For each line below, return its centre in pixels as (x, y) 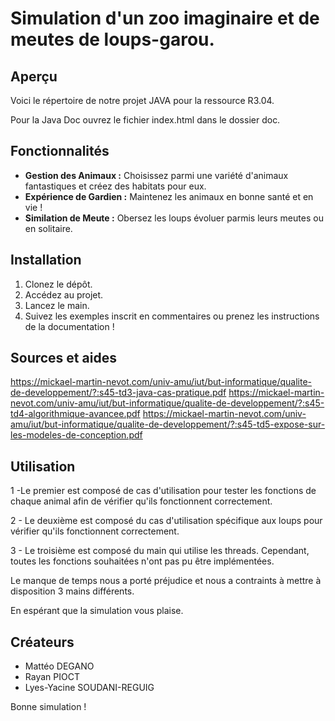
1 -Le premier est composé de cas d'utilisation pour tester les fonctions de (163, 491)
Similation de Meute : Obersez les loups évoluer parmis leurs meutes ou (174, 218)
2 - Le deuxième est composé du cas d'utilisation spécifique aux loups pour (166, 521)
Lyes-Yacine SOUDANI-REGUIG (89, 688)
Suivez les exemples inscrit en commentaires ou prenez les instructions (172, 316)
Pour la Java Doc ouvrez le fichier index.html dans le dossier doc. (145, 120)
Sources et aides (63, 358)
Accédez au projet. (64, 294)
